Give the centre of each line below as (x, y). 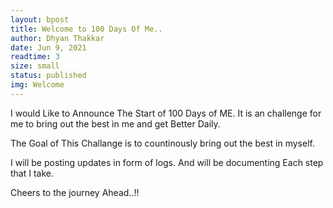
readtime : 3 (35, 57)
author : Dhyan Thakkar (57, 38)
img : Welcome (37, 85)
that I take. (32, 173)
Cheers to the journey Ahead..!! (75, 192)
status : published (48, 76)
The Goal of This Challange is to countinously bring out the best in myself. (162, 143)
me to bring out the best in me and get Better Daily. (115, 123)
